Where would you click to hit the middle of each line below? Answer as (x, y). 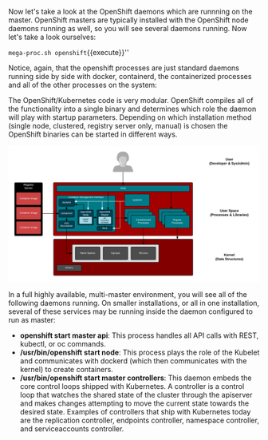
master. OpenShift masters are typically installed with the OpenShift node (128, 20)
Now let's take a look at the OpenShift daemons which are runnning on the (130, 12)
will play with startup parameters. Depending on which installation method (130, 117)
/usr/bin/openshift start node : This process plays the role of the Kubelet (140, 352)
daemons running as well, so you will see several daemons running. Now (128, 28)
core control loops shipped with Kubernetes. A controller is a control (132, 386)
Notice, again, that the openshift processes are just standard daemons (124, 68)
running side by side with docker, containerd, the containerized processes (130, 76)
